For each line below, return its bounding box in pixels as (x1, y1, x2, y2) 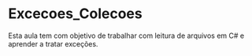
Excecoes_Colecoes (8, 5, 143, 23)
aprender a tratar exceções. (8, 39, 98, 48)
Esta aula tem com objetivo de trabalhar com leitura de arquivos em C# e (8, 31, 245, 40)
